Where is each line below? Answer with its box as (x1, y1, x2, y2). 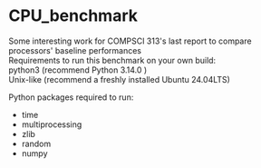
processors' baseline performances (8, 44, 142, 55)
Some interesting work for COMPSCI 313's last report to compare (8, 35, 252, 46)
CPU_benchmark (8, 5, 138, 26)
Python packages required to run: (8, 92, 134, 103)
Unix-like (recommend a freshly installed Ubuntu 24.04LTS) (8, 74, 230, 84)
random (21, 138, 52, 149)
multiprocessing (21, 119, 82, 130)
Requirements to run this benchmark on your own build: (8, 54, 217, 65)
